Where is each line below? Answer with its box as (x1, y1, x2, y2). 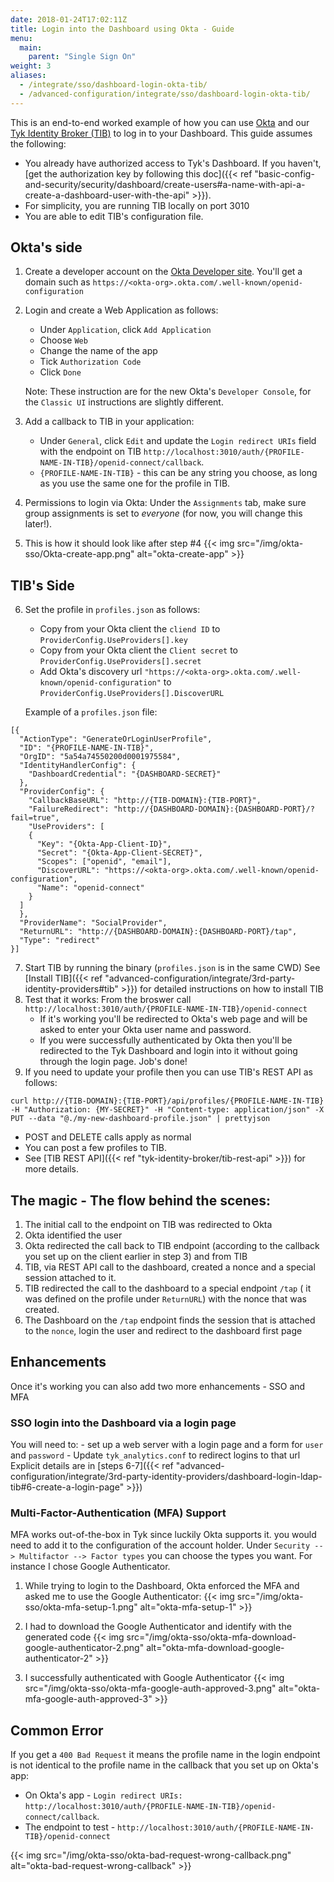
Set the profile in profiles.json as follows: (24, 604, 201, 616)
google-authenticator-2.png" (24, 1642, 145, 1654)
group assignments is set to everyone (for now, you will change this (24, 507, 303, 520)
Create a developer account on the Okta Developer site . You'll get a (24, 266, 303, 278)
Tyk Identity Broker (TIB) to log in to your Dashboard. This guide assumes (10, 127, 313, 139)
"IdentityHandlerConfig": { (19, 761, 137, 771)
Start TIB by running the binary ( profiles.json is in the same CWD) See (24, 962, 321, 974)
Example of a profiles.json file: (24, 706, 158, 718)
